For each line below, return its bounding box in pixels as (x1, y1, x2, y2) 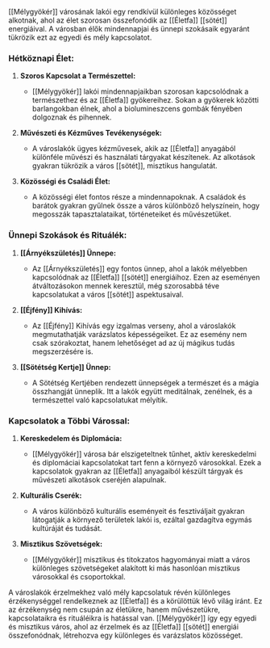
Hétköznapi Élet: (8, 53, 75, 64)
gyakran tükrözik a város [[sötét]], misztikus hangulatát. (31, 161, 218, 170)
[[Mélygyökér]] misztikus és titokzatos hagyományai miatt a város (31, 554, 251, 564)
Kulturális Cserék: (19, 490, 82, 500)
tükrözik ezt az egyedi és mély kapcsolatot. (8, 32, 152, 42)
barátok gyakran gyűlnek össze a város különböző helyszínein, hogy (31, 201, 260, 211)
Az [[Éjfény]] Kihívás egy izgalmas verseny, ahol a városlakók (31, 321, 236, 330)
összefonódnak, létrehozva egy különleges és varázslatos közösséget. (8, 630, 243, 640)
